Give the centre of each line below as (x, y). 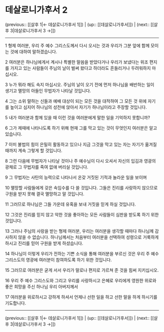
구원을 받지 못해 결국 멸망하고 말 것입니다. (45, 194)
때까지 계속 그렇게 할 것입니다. (34, 150)
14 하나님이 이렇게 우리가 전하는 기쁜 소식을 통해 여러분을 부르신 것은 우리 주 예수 (82, 253)
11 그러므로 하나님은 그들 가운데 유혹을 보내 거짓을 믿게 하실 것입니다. (71, 204)
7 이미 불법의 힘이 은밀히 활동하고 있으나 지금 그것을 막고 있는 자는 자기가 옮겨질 (81, 144)
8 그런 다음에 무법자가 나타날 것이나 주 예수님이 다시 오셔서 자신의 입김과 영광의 (81, 161)
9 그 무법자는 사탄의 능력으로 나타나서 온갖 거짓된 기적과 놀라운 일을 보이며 (76, 177)
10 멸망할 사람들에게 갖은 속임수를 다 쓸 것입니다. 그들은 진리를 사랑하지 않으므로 (81, 187)
